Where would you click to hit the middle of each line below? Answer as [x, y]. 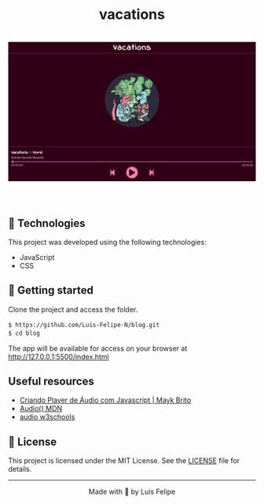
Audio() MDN [41, 409]
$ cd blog [24, 333]
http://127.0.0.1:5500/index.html [59, 357]
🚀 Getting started [51, 290]
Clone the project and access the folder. [73, 309]
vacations [132, 15]
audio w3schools [47, 417]
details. [20, 469]
